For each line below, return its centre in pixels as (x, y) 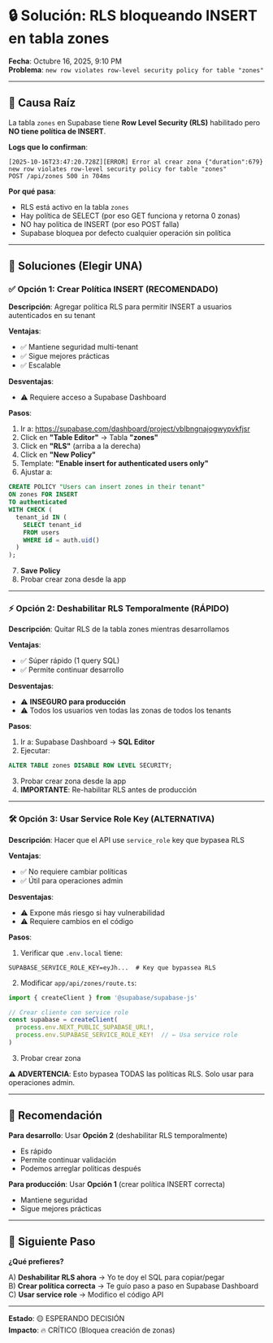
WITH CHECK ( (30, 510)
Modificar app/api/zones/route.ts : (78, 983)
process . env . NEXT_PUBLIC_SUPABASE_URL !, (85, 1027)
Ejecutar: (35, 751)
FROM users (41, 532)
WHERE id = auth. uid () (61, 540)
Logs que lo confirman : (48, 146)
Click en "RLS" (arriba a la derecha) (80, 446)
